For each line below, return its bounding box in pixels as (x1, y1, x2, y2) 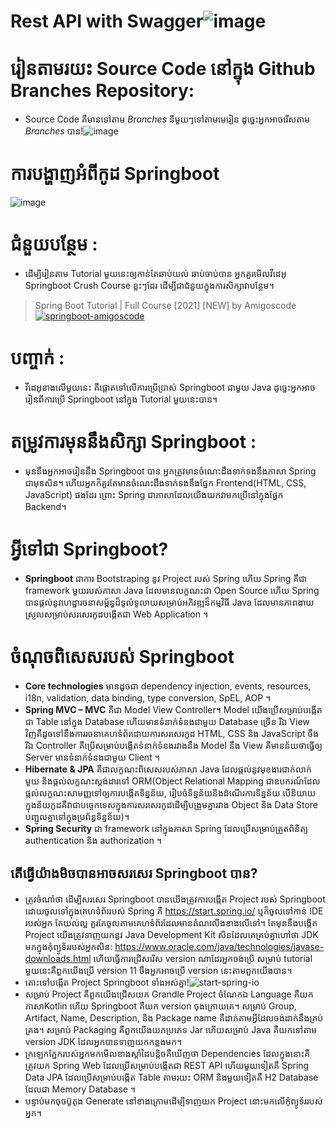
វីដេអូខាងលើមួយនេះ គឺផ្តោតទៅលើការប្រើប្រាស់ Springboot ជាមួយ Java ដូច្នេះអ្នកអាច (24, 381, 316, 393)
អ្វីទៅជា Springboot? (10, 538, 169, 561)
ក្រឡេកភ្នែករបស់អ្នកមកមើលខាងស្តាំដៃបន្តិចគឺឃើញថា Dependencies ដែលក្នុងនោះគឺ (24, 1047, 311, 1059)
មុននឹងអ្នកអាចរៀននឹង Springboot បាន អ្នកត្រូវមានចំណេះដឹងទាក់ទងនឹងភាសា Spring (24, 465, 317, 477)
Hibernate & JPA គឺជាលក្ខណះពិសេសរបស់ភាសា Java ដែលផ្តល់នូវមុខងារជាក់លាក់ (24, 763, 312, 775)
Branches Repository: (10, 80, 195, 102)
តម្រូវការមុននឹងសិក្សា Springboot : (10, 431, 257, 454)
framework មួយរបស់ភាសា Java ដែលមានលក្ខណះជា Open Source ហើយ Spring (24, 584, 320, 596)
